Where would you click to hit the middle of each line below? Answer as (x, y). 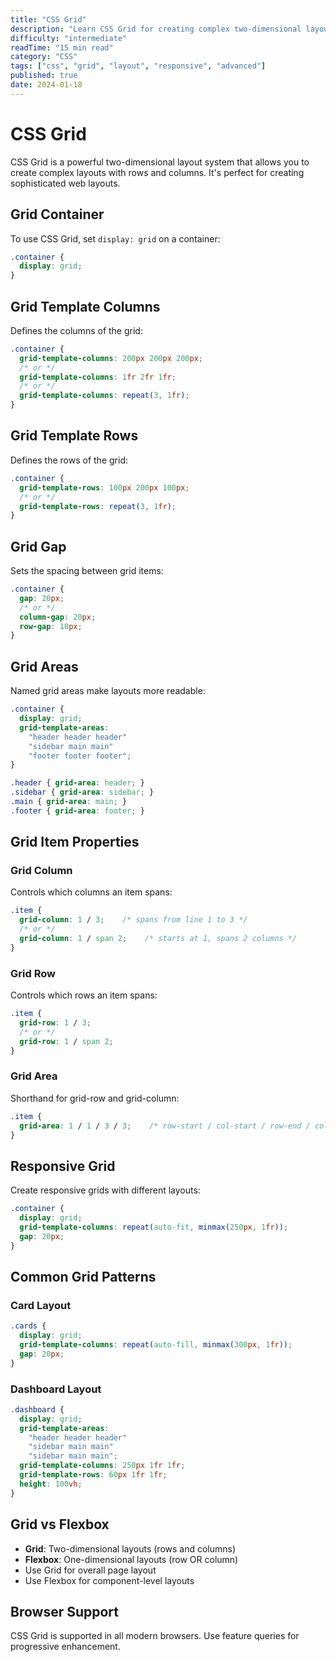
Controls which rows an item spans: (84, 995)
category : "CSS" (44, 57)
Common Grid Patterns (83, 1276)
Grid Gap (38, 546)
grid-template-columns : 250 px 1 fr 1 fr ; (102, 1466)
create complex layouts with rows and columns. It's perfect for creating (157, 172)
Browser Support (65, 1611)
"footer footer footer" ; (80, 756)
